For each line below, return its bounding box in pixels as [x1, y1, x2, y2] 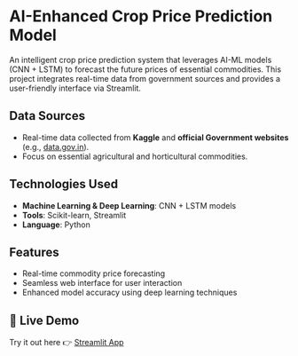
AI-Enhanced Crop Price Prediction [9, 6, 273, 27]
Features [9, 244, 59, 259]
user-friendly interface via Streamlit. [9, 83, 142, 93]
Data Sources [9, 108, 86, 123]
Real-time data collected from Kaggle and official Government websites [21, 131, 289, 143]
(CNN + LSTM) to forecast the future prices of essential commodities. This [9, 64, 282, 75]
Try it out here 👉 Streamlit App [9, 337, 124, 348]
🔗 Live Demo [9, 312, 80, 328]
